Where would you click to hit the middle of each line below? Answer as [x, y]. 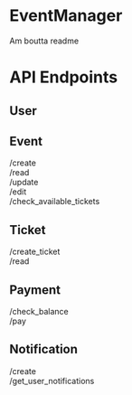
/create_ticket [35, 252]
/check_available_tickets [55, 202]
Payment [35, 290]
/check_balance [39, 311]
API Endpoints [64, 77]
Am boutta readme [44, 41]
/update [24, 183]
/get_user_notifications [52, 381]
